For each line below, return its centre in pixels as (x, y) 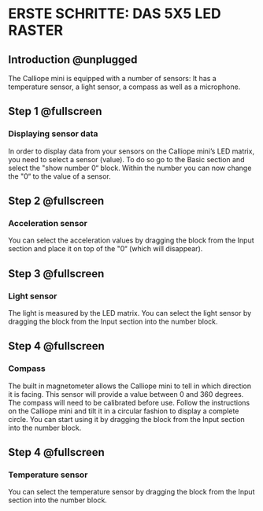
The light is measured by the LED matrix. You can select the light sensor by (130, 313)
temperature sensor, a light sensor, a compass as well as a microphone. (124, 87)
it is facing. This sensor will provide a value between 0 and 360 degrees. (126, 394)
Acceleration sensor (48, 223)
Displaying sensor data (53, 134)
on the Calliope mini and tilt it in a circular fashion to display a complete (124, 411)
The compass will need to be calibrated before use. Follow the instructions (129, 402)
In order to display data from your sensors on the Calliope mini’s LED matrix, (131, 151)
